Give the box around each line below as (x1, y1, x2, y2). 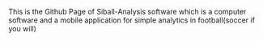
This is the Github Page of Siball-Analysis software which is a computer (8, 7, 247, 16)
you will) (8, 24, 36, 33)
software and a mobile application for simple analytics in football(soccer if (8, 15, 255, 25)
